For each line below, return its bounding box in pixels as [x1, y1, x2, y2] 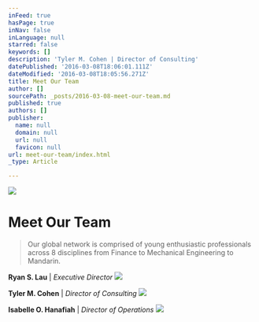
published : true [8, 99, 61, 107]
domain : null [15, 128, 58, 136]
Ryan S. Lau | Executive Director [8, 272, 113, 282]
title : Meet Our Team [8, 77, 80, 85]
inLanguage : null [8, 33, 65, 42]
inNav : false [8, 26, 51, 34]
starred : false [8, 41, 58, 49]
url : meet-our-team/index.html [8, 150, 111, 158]
